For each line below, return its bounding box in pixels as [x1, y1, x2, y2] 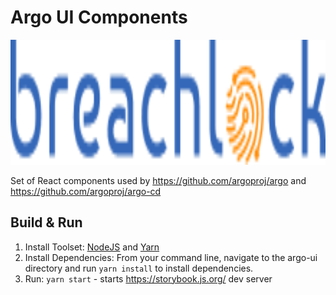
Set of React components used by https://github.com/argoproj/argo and [10, 174, 307, 186]
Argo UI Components [10, 6, 188, 29]
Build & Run [10, 214, 83, 231]
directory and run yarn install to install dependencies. [24, 262, 254, 274]
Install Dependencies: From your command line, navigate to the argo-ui [24, 251, 318, 263]
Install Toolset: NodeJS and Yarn [24, 241, 160, 253]
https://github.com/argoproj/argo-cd [10, 185, 162, 197]
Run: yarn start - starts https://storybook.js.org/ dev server [24, 272, 273, 285]
